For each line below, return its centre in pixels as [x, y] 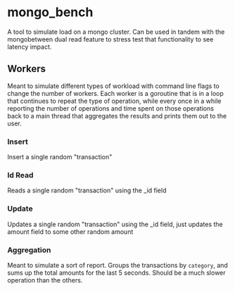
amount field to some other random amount [70, 231]
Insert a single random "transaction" [60, 157]
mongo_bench [50, 12]
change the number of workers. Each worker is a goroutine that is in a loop [115, 93]
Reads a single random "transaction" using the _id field [87, 190]
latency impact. [30, 47]
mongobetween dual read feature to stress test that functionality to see [110, 39]
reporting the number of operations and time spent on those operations [111, 108]
